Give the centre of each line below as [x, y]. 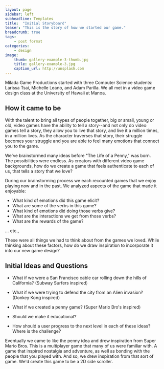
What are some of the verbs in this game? [54, 205]
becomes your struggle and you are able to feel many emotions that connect [82, 141]
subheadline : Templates [29, 19]
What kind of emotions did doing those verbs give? [63, 211]
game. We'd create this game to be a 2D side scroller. [59, 361]
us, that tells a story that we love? [39, 171]
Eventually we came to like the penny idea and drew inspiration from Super [81, 341]
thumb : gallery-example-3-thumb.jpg [51, 60]
